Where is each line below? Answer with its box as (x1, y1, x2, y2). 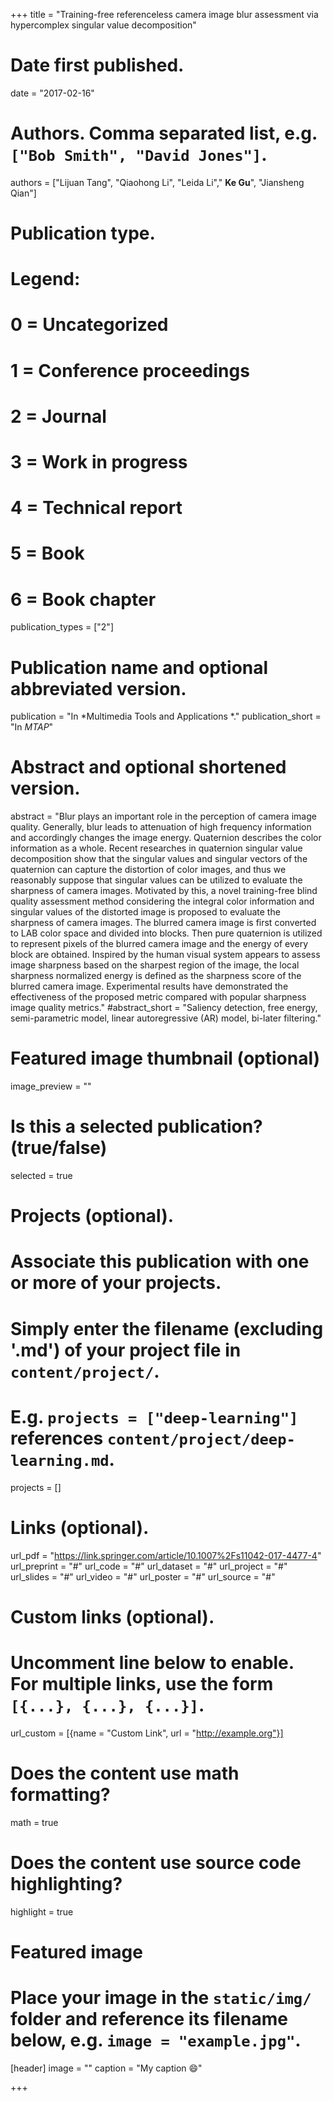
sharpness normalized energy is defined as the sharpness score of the (10, 970, 302, 982)
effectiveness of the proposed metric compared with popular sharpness (10, 991, 307, 1003)
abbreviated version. (10, 677, 187, 700)
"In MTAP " (10, 721, 54, 733)
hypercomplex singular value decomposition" (10, 19, 197, 31)
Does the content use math (10, 1762, 240, 1784)
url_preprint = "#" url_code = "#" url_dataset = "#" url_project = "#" (10, 1560, 288, 1572)
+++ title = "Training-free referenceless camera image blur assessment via (10, 9, 319, 20)
